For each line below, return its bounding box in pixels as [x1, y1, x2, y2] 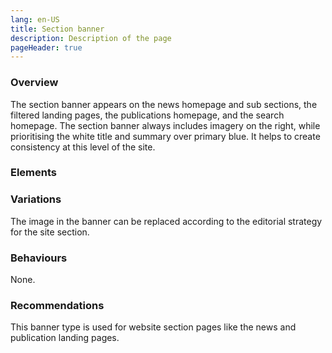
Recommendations [10, 298, 105, 312]
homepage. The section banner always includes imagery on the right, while [10, 119, 321, 131]
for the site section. [10, 226, 90, 238]
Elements [10, 166, 58, 180]
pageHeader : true [10, 42, 83, 53]
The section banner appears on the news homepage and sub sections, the [10, 98, 318, 110]
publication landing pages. [10, 332, 120, 344]
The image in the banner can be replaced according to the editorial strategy [10, 215, 323, 227]
